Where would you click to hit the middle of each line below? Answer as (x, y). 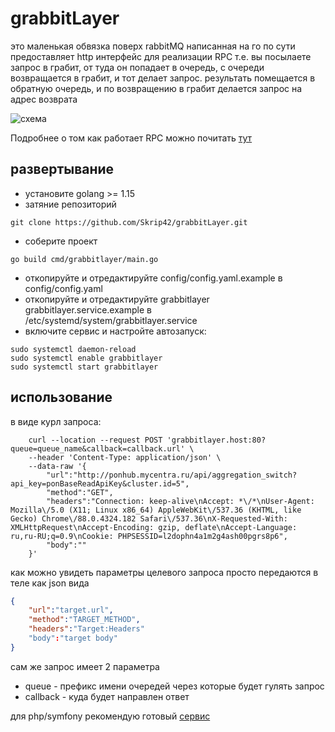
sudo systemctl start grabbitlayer (84, 367)
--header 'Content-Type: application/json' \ (125, 457)
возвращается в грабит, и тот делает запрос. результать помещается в (163, 78)
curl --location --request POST (95, 440)
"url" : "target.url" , (71, 610)
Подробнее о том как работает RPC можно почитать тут (131, 138)
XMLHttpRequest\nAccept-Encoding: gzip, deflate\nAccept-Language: (154, 527)
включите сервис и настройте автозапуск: (115, 331)
